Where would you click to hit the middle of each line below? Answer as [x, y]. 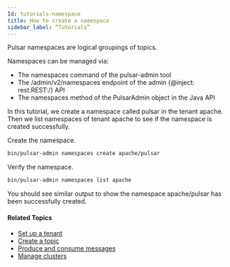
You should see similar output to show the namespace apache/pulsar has [115, 194]
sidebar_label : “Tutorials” [49, 27]
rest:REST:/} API [41, 90]
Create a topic [38, 241]
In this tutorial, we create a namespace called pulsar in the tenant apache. [115, 112]
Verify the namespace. [40, 167]
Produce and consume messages [66, 248]
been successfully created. [47, 201]
